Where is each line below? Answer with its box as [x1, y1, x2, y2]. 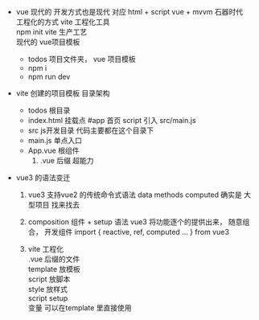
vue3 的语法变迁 [15, 173, 71, 183]
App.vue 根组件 [27, 146, 80, 155]
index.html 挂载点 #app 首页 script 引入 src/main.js [27, 116, 196, 125]
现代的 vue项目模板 [15, 37, 80, 47]
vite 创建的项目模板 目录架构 [15, 88, 110, 98]
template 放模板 [27, 265, 80, 273]
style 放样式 [27, 285, 68, 293]
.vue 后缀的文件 [27, 254, 80, 264]
